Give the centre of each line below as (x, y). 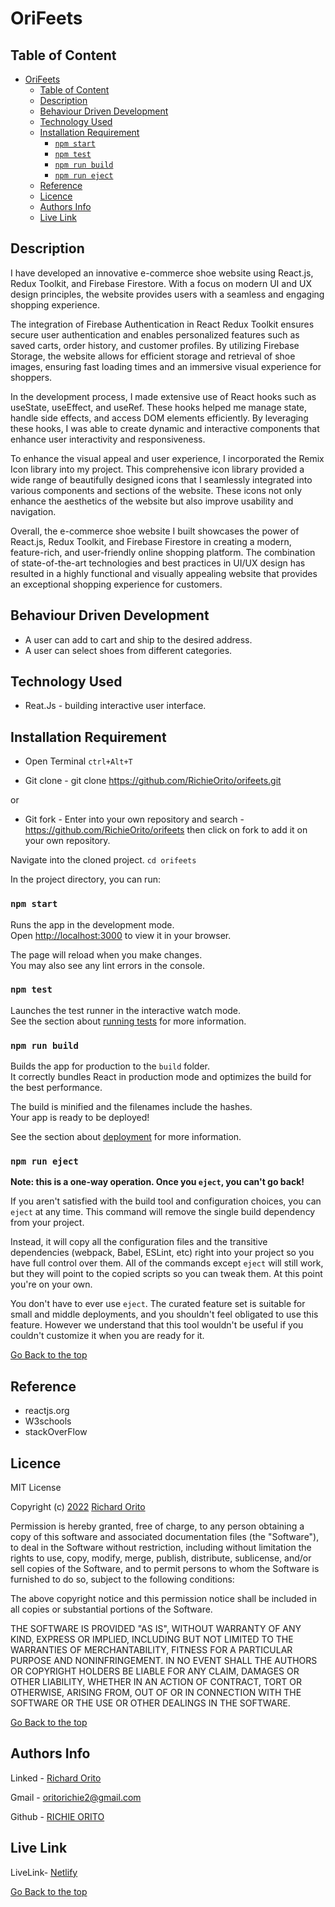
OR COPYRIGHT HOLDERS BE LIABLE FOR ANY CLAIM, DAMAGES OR (155, 1671)
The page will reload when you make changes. (106, 954)
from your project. (47, 1223)
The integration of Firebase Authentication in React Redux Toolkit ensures (162, 324)
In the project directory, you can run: (85, 879)
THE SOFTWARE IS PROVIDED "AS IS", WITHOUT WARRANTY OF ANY (156, 1629)
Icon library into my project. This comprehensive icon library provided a (157, 469)
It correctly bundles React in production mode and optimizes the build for (161, 1077)
